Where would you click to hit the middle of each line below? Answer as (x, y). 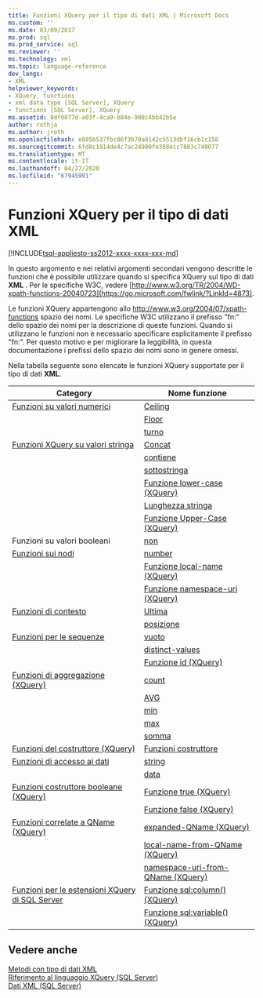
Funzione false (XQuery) (189, 809)
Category (74, 393)
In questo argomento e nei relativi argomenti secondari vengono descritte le (130, 268)
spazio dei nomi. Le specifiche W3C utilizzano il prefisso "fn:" (140, 317)
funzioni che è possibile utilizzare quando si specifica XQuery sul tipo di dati (131, 276)
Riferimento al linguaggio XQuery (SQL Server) (83, 977)
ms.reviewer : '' (34, 52)
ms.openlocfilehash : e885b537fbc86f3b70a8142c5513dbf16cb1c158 (113, 139)
